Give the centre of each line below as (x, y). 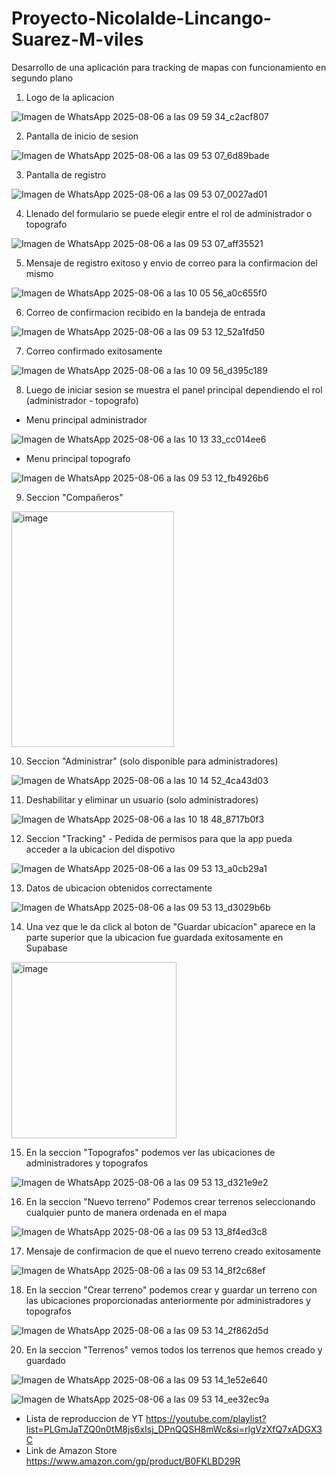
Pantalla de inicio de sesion (82, 136)
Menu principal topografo (78, 458)
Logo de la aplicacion (70, 97)
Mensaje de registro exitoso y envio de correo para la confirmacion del (171, 263)
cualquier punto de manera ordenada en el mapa (126, 1212)
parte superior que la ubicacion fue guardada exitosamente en (154, 937)
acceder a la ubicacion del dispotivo (100, 849)
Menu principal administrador (86, 419)
